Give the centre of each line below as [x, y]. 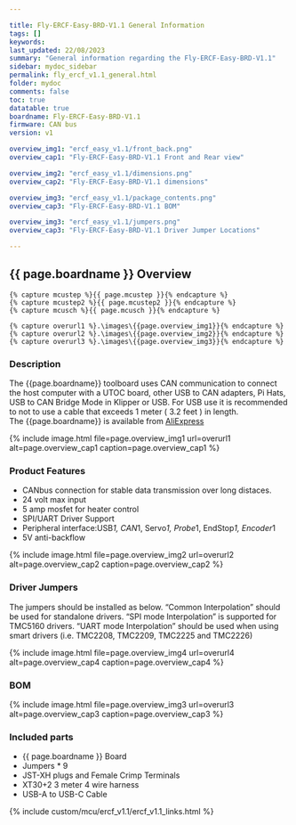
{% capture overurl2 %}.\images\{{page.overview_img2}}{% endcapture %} [147, 334]
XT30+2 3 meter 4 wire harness [80, 785]
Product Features [48, 471]
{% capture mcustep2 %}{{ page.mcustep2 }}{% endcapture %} [123, 302]
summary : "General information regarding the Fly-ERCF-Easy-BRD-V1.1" [143, 59]
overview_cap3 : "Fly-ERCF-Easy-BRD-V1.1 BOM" [95, 206]
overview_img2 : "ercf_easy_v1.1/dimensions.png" [101, 173]
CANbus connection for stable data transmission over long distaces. [147, 490]
